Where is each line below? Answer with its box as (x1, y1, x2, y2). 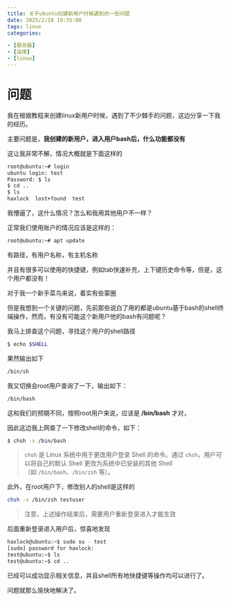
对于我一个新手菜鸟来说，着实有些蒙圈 (7, 288, 116, 297)
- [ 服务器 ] (7, 42, 36, 49)
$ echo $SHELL (7, 340, 48, 347)
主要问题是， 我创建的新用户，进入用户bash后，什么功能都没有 (7, 134, 185, 143)
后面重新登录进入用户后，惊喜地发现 (7, 525, 111, 533)
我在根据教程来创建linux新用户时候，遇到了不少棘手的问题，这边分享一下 (7, 111, 214, 119)
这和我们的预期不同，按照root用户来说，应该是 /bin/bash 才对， (7, 408, 190, 417)
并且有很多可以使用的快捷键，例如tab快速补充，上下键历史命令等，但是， (7, 265, 216, 274)
